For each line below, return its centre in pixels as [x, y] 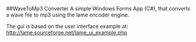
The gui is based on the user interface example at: [67, 26]
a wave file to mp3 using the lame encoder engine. [68, 15]
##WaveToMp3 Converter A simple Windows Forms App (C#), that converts [98, 9]
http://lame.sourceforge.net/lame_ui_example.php [67, 33]
